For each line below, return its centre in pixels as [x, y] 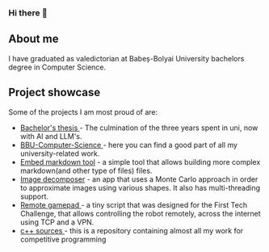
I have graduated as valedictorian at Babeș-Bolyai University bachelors [126, 58]
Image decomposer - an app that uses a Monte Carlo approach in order [139, 179]
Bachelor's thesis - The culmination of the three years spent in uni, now [139, 128]
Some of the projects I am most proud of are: [83, 111]
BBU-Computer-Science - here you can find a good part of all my [129, 145]
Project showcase [55, 92]
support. [34, 196]
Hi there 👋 [28, 13]
